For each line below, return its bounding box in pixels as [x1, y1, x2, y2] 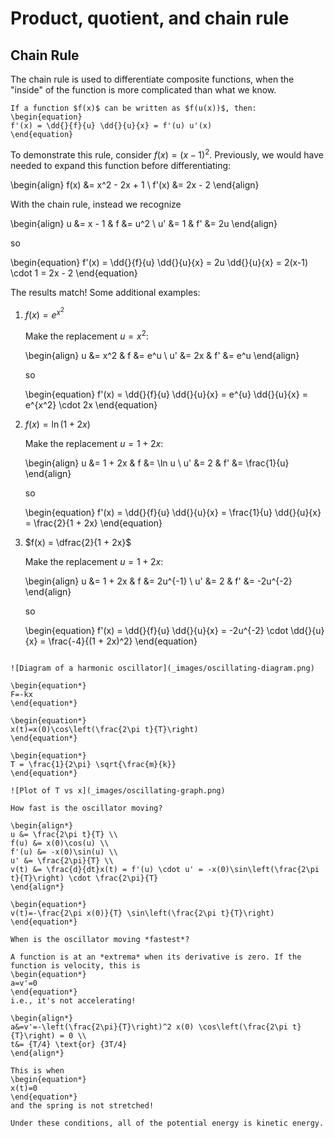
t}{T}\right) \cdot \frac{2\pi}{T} [10, 873, 159, 883]
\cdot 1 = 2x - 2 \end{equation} [10, 267, 138, 279]
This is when [10, 1065, 65, 1076]
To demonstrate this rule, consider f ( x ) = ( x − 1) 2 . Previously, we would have [10, 147, 324, 161]
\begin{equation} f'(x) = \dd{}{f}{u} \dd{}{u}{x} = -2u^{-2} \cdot [24, 624, 289, 636]
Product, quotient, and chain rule [10, 7, 290, 30]
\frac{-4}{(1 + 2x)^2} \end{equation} [48, 635, 198, 647]
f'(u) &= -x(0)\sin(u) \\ [10, 847, 118, 857]
